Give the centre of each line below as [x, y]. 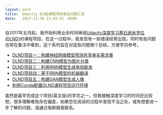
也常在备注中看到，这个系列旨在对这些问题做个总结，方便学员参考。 [73, 45]
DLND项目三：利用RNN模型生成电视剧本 [52, 67]
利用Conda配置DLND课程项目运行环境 [50, 86]
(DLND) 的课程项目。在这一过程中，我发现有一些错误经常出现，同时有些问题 [81, 39]
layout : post [18, 9]
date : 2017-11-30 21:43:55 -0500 [41, 18]
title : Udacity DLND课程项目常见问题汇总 [45, 14]
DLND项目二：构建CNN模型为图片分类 [50, 61]
